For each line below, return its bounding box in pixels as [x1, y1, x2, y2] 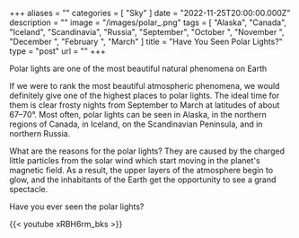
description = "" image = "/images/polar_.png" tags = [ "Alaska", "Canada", [9, 17, 287, 28]
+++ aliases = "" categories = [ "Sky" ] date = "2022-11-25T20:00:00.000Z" [9, 8, 291, 18]
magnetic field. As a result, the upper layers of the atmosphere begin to [9, 165, 274, 175]
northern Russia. [9, 128, 71, 138]
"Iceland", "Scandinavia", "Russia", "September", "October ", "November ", [9, 27, 285, 37]
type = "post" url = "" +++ [9, 46, 106, 57]
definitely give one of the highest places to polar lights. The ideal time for [9, 90, 280, 101]
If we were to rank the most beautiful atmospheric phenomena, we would [9, 81, 280, 91]
